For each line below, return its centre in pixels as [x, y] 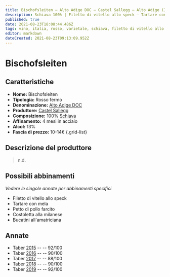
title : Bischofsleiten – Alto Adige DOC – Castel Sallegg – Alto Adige [82, 10]
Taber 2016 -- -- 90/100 [37, 253]
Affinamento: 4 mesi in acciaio [45, 121]
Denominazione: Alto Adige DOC [47, 105]
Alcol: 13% [24, 126]
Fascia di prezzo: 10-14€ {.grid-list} [50, 132]
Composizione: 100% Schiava [44, 116]
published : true [22, 19]
